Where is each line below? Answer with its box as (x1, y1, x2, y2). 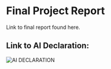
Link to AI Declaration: (6, 41, 90, 51)
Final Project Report (6, 4, 105, 18)
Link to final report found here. (6, 24, 81, 31)
